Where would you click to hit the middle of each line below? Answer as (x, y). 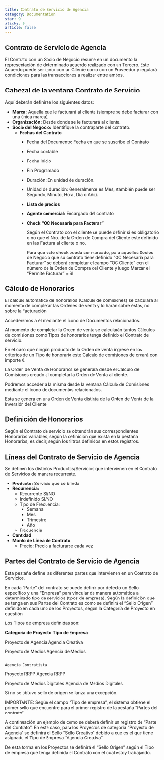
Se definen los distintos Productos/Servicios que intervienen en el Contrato (81, 469)
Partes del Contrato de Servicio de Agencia (72, 561)
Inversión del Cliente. (26, 404)
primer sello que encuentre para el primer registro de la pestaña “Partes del (81, 707)
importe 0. (15, 360)
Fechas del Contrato (41, 132)
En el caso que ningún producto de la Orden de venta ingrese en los (74, 349)
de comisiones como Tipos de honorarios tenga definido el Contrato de (77, 335)
